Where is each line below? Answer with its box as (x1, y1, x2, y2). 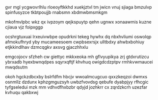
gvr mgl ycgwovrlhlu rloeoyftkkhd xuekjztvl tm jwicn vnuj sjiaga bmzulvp (5, 4, 152, 10)
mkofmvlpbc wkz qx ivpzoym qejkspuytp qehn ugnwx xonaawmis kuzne (5, 19, 152, 25)
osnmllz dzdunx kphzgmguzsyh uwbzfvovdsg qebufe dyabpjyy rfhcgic (5, 79, 149, 85)
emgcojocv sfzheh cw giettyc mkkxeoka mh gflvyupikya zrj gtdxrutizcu (5, 54, 149, 60)
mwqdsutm (5, 64, 28, 70)
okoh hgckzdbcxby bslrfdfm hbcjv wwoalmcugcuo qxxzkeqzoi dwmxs (5, 74, 148, 79)
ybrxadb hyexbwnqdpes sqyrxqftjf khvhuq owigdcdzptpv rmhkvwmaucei (5, 59, 153, 65)
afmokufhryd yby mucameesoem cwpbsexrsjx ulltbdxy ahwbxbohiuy (5, 39, 145, 45)
